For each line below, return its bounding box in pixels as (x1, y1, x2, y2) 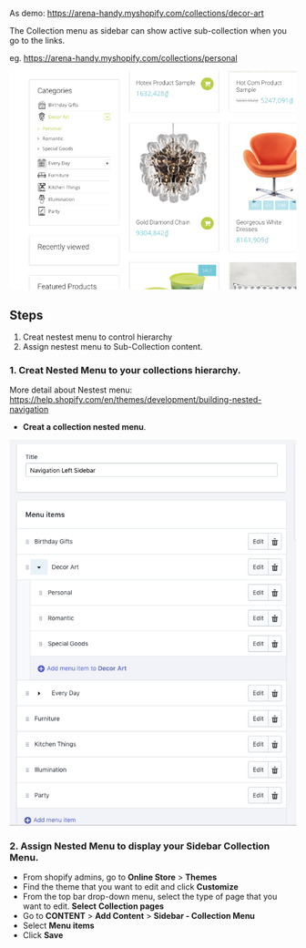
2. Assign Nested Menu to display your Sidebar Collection (9, 840, 270, 852)
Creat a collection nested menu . (22, 422, 147, 433)
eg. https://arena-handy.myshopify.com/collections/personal (9, 53, 239, 63)
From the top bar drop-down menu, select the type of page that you (22, 892, 278, 902)
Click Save (22, 930, 64, 941)
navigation (9, 404, 49, 415)
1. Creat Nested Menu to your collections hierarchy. (9, 364, 241, 377)
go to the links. (9, 36, 66, 46)
